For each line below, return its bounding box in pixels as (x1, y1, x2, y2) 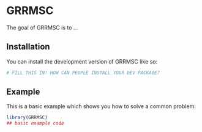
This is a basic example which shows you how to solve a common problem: (6, 103, 196, 110)
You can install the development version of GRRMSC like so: (6, 57, 158, 65)
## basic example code (6, 120, 64, 127)
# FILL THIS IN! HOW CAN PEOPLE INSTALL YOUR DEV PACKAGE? (6, 70, 160, 76)
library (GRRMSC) (6, 114, 48, 121)
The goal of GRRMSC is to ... (6, 24, 78, 31)
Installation (6, 42, 50, 52)
